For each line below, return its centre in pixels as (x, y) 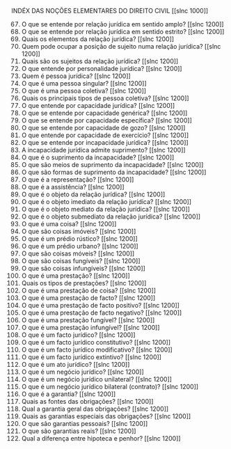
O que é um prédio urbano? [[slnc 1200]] (80, 246)
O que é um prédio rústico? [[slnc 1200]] (79, 239)
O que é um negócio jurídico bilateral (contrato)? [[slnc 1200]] (110, 387)
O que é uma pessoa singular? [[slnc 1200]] (84, 83)
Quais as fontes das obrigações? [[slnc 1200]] (87, 401)
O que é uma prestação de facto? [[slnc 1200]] (88, 298)
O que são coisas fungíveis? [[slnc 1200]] (81, 261)
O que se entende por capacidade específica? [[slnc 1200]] (106, 120)
